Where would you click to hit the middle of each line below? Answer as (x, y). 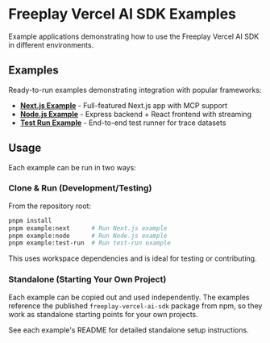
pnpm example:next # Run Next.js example (88, 228)
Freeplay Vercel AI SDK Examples (122, 14)
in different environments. (51, 44)
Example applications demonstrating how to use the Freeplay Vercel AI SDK (134, 36)
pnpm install (30, 220)
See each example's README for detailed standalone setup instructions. (129, 330)
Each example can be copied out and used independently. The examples (129, 297)
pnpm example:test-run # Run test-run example (90, 243)
